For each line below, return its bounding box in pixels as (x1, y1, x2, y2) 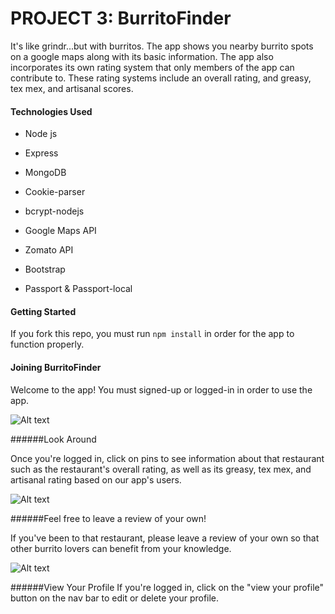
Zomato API (24, 244, 74, 256)
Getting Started (10, 305, 77, 317)
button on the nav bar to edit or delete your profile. (10, 592, 220, 604)
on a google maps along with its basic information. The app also (10, 50, 274, 62)
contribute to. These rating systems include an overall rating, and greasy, (10, 72, 312, 84)
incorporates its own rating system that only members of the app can (10, 61, 295, 73)
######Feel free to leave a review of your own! (10, 512, 207, 524)
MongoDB (24, 167, 67, 179)
